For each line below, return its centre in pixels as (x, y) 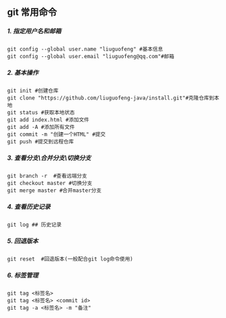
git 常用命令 (32, 12)
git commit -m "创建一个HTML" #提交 (56, 135)
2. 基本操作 (23, 72)
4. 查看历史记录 (29, 206)
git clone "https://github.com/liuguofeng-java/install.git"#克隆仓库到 (111, 98)
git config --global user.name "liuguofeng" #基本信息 (85, 49)
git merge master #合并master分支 (54, 191)
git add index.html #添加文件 (48, 120)
